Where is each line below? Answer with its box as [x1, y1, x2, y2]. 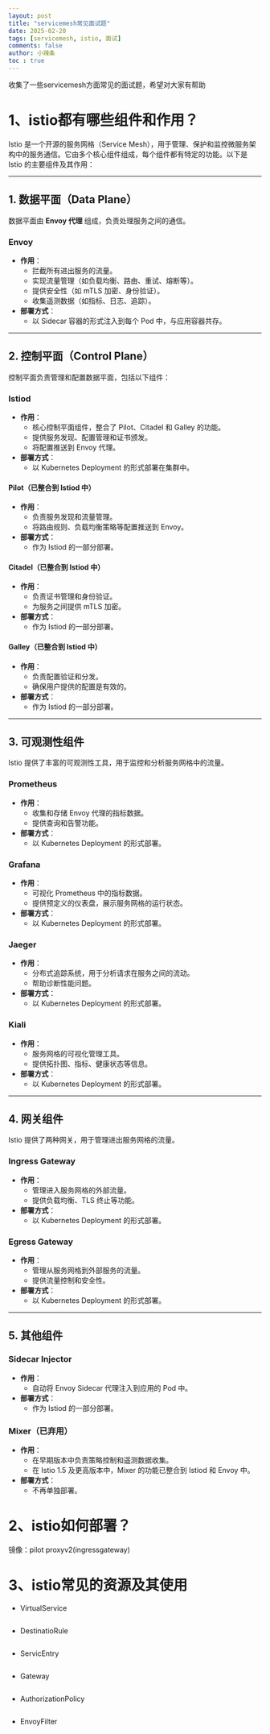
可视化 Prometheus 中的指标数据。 [31, 888, 147, 898]
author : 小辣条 [8, 49, 55, 57]
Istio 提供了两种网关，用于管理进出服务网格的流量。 [8, 1135, 179, 1145]
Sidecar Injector [8, 1354, 72, 1365]
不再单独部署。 [31, 1486, 82, 1495]
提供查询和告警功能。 [31, 818, 103, 828]
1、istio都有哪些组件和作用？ [8, 111, 199, 130]
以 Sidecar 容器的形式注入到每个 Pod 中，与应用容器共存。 [31, 316, 227, 326]
